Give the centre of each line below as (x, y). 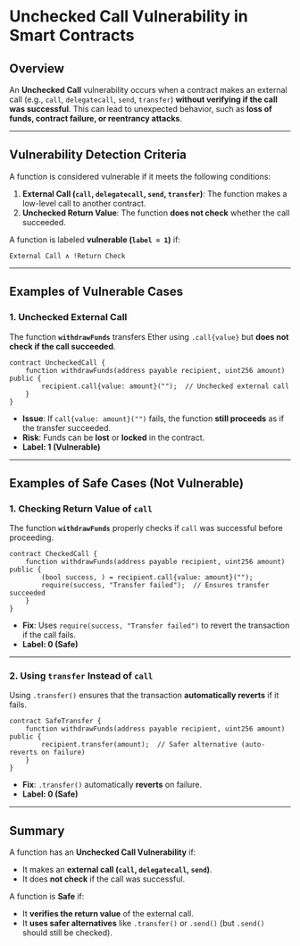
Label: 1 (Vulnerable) (61, 447)
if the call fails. (49, 635)
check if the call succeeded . (62, 346)
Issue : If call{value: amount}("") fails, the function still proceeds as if (153, 418)
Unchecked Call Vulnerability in (129, 17)
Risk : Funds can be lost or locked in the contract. (113, 437)
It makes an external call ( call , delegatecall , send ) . (117, 870)
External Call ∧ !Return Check (67, 256)
